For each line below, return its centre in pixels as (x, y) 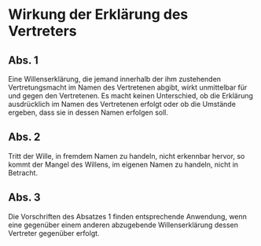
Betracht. (23, 173)
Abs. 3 (24, 198)
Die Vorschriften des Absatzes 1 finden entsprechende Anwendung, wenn (128, 216)
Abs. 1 (24, 60)
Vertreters (42, 31)
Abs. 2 (24, 137)
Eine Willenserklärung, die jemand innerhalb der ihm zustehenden (115, 79)
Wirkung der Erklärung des (98, 15)
